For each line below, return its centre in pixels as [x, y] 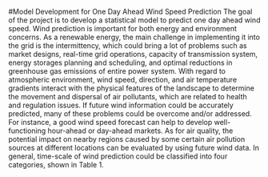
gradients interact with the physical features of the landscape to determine [131, 88]
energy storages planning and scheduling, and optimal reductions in [120, 62]
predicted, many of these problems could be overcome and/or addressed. [130, 114]
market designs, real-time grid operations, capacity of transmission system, [133, 54]
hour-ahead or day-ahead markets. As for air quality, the [140, 131]
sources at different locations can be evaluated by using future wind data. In [134, 148]
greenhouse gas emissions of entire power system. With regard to [117, 71]
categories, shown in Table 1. [56, 165]
